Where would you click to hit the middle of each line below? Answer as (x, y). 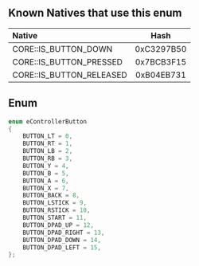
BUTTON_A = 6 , (46, 181)
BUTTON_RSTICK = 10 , (57, 210)
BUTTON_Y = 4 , (46, 166)
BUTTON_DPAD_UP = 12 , (58, 225)
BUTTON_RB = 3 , (48, 158)
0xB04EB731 (161, 75)
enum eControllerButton (48, 121)
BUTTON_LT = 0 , (48, 136)
